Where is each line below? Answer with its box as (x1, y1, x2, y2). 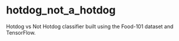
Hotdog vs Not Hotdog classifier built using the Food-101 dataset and (6, 23, 174, 30)
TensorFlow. (6, 29, 36, 36)
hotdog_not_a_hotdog (6, 4, 116, 17)
